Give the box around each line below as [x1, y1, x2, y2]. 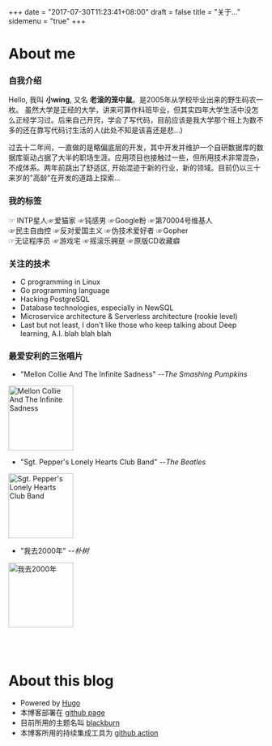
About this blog [8, 671, 114, 690]
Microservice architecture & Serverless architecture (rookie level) [19, 312, 238, 321]
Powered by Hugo [19, 698, 81, 708]
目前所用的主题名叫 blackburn [19, 718, 120, 728]
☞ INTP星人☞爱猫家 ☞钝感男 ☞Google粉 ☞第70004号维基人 [8, 215, 213, 225]
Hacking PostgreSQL [19, 295, 91, 304]
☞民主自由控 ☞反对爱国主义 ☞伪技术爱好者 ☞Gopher [8, 226, 189, 235]
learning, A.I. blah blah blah [19, 329, 112, 339]
